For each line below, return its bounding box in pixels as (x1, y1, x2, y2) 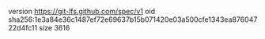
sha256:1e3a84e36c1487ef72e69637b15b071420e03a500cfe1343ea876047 (8, 15, 258, 24)
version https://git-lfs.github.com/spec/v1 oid (8, 7, 156, 16)
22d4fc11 (8, 23, 38, 32)
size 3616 (39, 23, 70, 32)
